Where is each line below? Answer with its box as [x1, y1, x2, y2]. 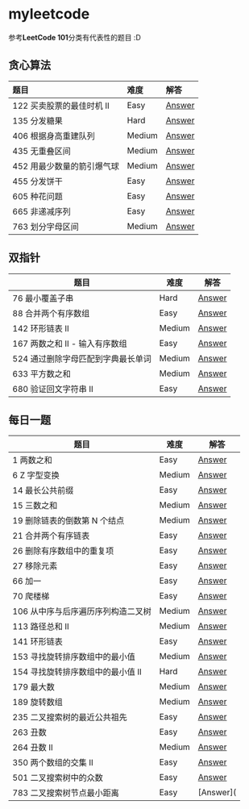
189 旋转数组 [12, 697, 63, 708]
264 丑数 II [12, 742, 54, 753]
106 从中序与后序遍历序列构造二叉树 [12, 606, 151, 617]
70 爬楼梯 [12, 590, 50, 602]
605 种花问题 [12, 190, 63, 202]
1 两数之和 [12, 455, 52, 466]
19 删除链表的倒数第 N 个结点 [12, 515, 125, 527]
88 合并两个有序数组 [12, 307, 90, 319]
